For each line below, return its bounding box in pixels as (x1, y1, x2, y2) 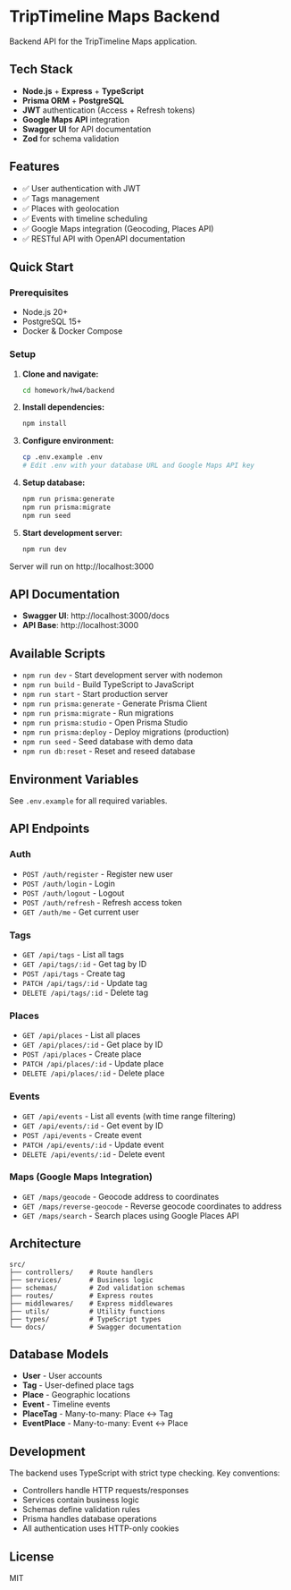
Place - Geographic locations (21, 1390, 131, 1400)
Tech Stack (9, 62, 73, 77)
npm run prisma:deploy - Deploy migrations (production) (21, 727, 229, 737)
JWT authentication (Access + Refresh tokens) (21, 105, 195, 115)
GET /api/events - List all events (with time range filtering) (21, 1110, 237, 1121)
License (9, 1549, 54, 1564)
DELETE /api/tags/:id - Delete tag (21, 987, 149, 998)
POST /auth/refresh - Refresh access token (21, 897, 183, 907)
